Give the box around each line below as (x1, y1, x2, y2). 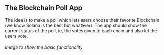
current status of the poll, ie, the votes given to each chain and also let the (5, 27, 157, 34)
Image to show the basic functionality (5, 44, 83, 50)
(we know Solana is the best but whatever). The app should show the (5, 22, 147, 28)
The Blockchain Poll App (5, 4, 82, 12)
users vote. (5, 33, 28, 39)
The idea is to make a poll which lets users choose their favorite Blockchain (5, 17, 160, 23)
